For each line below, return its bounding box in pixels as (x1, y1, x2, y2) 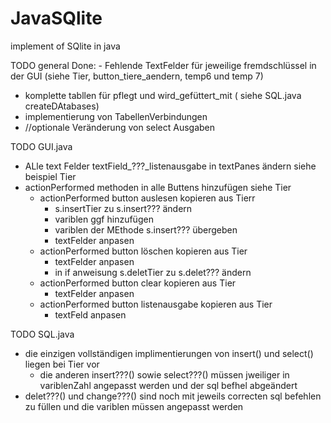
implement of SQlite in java (10, 40, 121, 52)
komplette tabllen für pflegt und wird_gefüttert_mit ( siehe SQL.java (24, 89, 302, 101)
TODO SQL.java (10, 328, 75, 340)
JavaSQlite (10, 7, 103, 30)
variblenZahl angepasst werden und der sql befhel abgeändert (39, 379, 298, 391)
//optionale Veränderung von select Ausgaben (24, 121, 216, 133)
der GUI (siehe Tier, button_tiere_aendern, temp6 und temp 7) (10, 70, 264, 82)
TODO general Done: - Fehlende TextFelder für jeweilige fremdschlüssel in (10, 59, 317, 71)
